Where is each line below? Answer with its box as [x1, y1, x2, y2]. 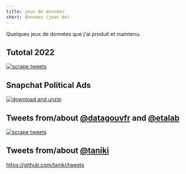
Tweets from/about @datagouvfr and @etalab [6, 113, 180, 123]
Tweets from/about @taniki [6, 146, 109, 156]
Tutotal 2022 [6, 47, 55, 57]
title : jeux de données [6, 8, 65, 15]
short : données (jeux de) [6, 14, 70, 20]
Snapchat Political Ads [6, 80, 92, 90]
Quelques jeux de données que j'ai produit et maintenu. [6, 30, 141, 37]
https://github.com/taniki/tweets [6, 161, 84, 168]
